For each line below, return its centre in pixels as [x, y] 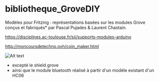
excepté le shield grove [35, 65]
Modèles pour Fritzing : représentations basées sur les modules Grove [75, 22]
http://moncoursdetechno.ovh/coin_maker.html [52, 46]
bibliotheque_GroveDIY [53, 9]
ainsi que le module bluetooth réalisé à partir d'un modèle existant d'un [83, 70]
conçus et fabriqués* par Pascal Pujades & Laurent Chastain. [66, 27]
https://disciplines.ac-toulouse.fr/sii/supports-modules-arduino [68, 37]
